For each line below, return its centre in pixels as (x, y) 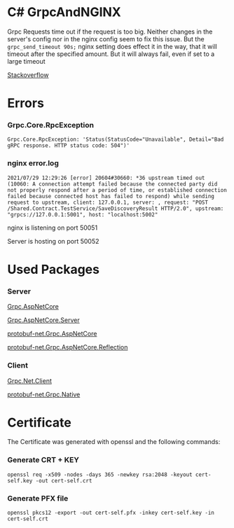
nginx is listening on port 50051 (53, 228)
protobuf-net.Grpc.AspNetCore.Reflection (68, 347)
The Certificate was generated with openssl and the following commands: (114, 442)
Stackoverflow (28, 75)
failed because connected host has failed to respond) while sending (111, 196)
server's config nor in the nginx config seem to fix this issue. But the (106, 39)
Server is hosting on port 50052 (53, 241)
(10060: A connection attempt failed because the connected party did (112, 184)
